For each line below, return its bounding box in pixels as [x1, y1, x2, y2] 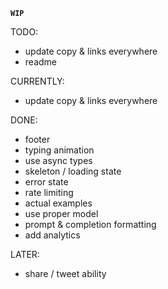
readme [24, 56, 57, 68]
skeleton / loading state [24, 165, 122, 177]
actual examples [24, 197, 93, 209]
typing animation [24, 144, 95, 156]
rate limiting [24, 187, 74, 198]
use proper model [24, 208, 99, 219]
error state [24, 176, 69, 188]
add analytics [24, 229, 81, 241]
